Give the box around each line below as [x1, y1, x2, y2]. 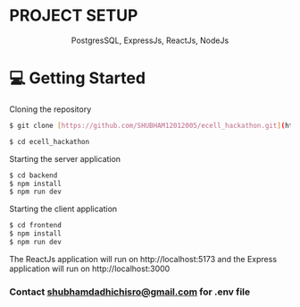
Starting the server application [9, 153, 121, 164]
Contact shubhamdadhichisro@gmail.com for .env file [9, 286, 251, 298]
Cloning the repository [9, 104, 92, 115]
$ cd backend [9, 171, 58, 180]
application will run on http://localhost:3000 [9, 263, 171, 274]
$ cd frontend [9, 221, 62, 230]
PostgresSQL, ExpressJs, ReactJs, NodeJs [71, 35, 229, 46]
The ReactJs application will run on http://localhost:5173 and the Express [9, 253, 278, 264]
